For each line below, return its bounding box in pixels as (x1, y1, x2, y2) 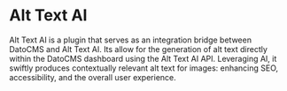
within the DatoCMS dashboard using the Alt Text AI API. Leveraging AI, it (9, 53, 277, 64)
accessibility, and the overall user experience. (9, 72, 177, 82)
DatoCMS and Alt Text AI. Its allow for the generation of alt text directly (9, 43, 268, 54)
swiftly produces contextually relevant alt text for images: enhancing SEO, (9, 63, 279, 73)
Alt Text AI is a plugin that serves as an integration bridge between (9, 34, 252, 45)
